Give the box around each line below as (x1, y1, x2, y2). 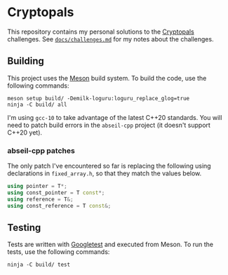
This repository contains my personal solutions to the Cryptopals (7, 27, 194, 36)
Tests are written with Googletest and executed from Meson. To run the (7, 240, 214, 249)
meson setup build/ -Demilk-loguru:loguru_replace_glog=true (7, 95, 190, 102)
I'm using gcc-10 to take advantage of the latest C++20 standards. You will (7, 113, 222, 121)
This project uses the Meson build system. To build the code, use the (7, 74, 207, 82)
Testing (7, 222, 41, 234)
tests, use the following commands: (7, 248, 110, 256)
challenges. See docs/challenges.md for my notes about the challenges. (7, 34, 214, 43)
